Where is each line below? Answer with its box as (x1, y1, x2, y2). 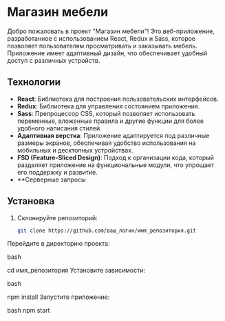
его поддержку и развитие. (17, 168, 98, 176)
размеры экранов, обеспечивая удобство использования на (17, 139, 196, 147)
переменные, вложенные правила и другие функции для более (17, 117, 204, 125)
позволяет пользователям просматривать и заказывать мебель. (7, 41, 197, 50)
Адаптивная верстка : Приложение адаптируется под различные (17, 131, 210, 139)
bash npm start (7, 307, 50, 315)
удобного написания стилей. (17, 124, 102, 132)
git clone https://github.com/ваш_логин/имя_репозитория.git (17, 227, 197, 234)
